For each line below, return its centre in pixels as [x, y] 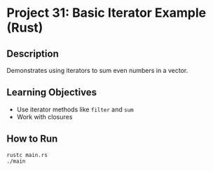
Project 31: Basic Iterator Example [106, 13]
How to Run [32, 139]
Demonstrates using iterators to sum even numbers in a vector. [97, 70]
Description [33, 54]
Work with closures [44, 116]
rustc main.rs [27, 155]
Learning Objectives [52, 93]
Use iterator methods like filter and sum [75, 109]
